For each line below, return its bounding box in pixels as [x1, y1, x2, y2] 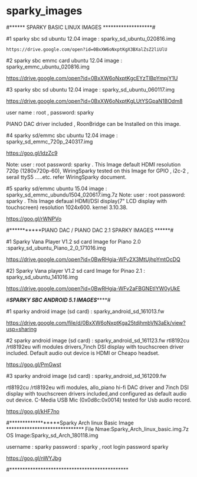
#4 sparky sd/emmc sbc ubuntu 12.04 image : [6, 132, 118, 139]
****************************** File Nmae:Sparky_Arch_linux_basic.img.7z [6, 425, 189, 432]
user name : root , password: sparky [6, 109, 94, 116]
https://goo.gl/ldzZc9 [6, 149, 58, 156]
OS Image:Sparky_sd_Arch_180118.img [6, 432, 98, 439]
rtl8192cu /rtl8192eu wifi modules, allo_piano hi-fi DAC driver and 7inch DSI [6, 384, 189, 391]
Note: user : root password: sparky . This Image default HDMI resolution [6, 161, 181, 168]
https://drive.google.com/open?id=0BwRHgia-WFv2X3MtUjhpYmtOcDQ [6, 256, 181, 263]
